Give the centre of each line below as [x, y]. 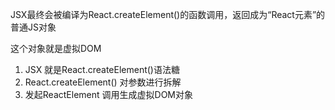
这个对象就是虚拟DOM [56, 48]
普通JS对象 [33, 27]
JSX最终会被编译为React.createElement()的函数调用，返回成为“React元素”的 [168, 14]
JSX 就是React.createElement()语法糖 [102, 69]
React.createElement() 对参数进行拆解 [103, 82]
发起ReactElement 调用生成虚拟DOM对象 [108, 94]
